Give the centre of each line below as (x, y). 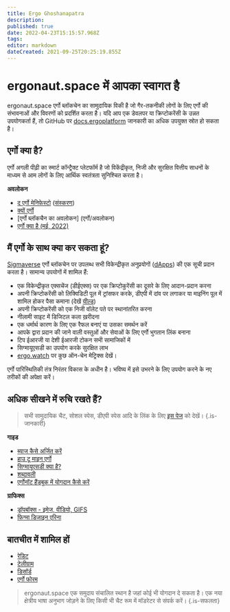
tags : (15, 39)
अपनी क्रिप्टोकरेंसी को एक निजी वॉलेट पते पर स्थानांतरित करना (84, 309)
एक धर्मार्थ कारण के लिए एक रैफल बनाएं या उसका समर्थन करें (82, 325)
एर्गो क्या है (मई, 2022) (43, 226)
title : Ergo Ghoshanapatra (46, 13)
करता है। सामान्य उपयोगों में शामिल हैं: (48, 272)
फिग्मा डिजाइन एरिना (39, 518)
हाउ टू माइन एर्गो (34, 459)
